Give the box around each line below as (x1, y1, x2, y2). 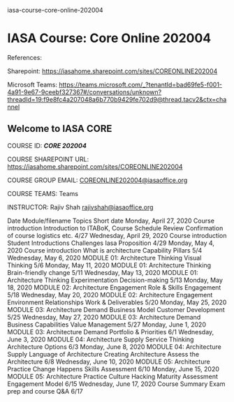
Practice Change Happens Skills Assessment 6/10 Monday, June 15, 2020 (7, 364, 220, 373)
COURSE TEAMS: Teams (7, 189, 79, 198)
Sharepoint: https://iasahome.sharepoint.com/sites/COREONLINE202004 (7, 66, 218, 75)
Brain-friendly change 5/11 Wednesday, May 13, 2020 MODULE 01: (7, 268, 198, 276)
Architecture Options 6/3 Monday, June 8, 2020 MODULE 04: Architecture (7, 342, 221, 351)
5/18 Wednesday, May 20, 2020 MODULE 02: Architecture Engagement (7, 290, 213, 299)
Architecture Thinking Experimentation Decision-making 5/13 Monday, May (7, 276, 224, 284)
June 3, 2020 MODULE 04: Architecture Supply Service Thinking (7, 335, 194, 343)
